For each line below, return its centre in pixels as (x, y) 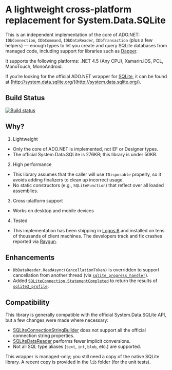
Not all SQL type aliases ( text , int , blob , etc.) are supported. (77, 347)
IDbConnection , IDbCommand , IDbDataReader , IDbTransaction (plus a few (79, 40)
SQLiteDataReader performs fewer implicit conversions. (72, 341)
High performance (32, 164)
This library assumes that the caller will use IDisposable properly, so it (87, 174)
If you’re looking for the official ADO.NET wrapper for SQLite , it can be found (86, 76)
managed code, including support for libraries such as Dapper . (71, 51)
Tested (20, 220)
